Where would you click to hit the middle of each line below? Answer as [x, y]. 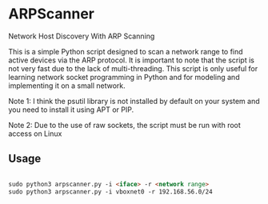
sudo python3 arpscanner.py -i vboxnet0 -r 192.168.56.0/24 [111, 192]
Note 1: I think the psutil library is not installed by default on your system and [134, 101]
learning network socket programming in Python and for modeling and [124, 77]
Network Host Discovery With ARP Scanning [82, 36]
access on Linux [35, 134]
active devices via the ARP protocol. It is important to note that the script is [131, 60]
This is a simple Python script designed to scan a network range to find [126, 51]
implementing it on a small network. [67, 86]
